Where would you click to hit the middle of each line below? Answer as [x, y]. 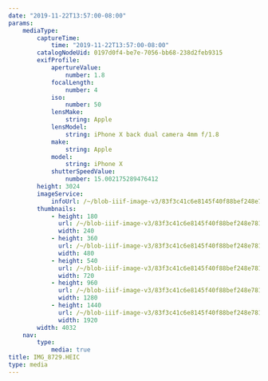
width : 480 [76, 253]
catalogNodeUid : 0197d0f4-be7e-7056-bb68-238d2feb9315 [130, 53]
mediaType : [41, 30]
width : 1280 [78, 298]
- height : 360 [74, 239]
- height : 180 [74, 216]
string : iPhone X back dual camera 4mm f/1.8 [142, 134]
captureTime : [59, 38]
